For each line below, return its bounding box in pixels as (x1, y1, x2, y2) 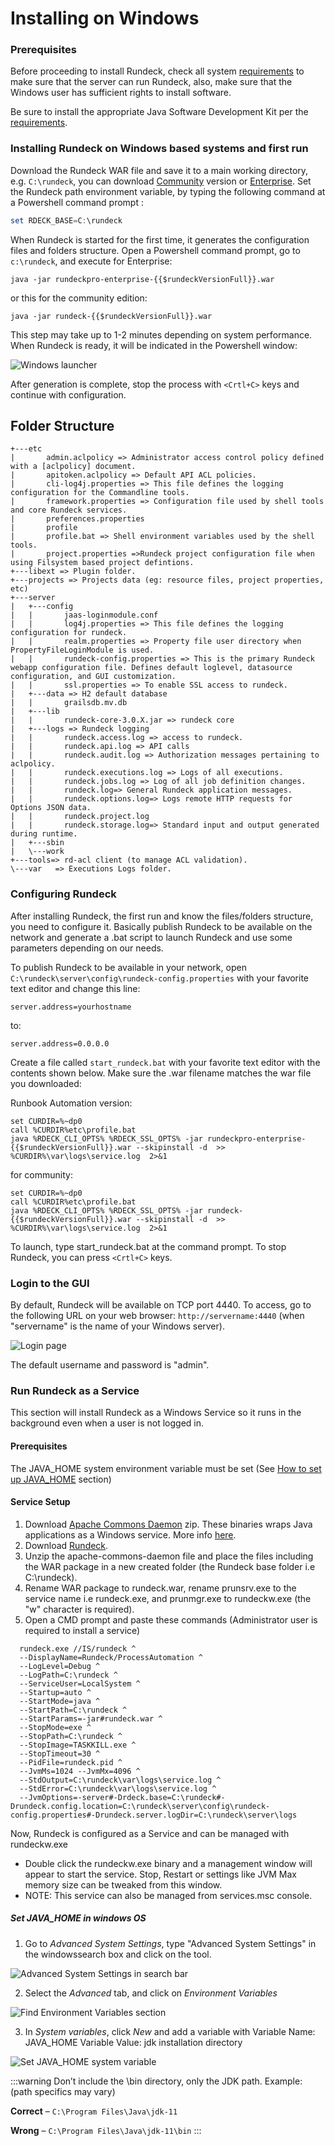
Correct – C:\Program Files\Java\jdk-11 (10, 2105, 178, 2117)
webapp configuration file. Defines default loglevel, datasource (10, 663, 293, 673)
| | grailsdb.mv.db (10, 698, 128, 708)
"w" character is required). (24, 1603, 135, 1615)
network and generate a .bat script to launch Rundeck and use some (10, 931, 293, 943)
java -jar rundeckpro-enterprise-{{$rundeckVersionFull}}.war (10, 274, 275, 284)
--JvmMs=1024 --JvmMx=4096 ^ (19, 1766, 141, 1776)
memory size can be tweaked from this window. (24, 1878, 223, 1891)
